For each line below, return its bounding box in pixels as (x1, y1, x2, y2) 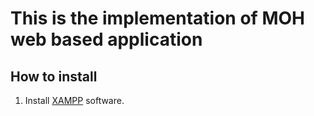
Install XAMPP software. (24, 95, 125, 106)
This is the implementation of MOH (10, 7, 305, 30)
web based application (10, 28, 203, 51)
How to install (10, 68, 98, 85)
